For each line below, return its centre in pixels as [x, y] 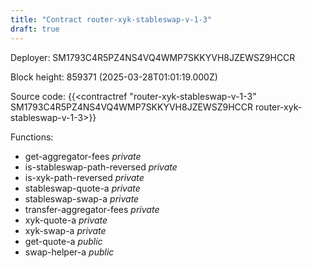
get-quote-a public [63, 241]
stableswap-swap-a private [82, 198]
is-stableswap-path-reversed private [101, 167]
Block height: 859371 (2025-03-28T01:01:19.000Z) [114, 77]
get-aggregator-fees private [83, 156]
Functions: [32, 137]
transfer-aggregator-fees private [92, 209]
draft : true [35, 29]
